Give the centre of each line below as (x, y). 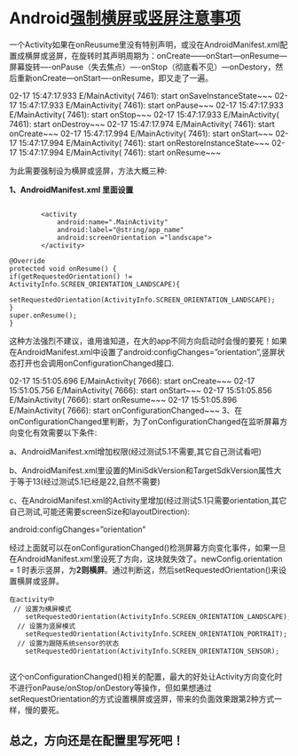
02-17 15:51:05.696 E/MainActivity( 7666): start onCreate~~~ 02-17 (132, 381)
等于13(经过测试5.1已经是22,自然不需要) (89, 481)
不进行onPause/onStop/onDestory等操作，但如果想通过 (110, 688)
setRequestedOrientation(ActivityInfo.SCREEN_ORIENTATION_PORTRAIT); (157, 634)
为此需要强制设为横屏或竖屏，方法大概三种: (88, 171)
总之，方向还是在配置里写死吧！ (97, 740)
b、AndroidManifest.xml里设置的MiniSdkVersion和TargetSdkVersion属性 (141, 470)
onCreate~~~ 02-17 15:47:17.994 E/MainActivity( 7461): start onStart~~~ (141, 133)
